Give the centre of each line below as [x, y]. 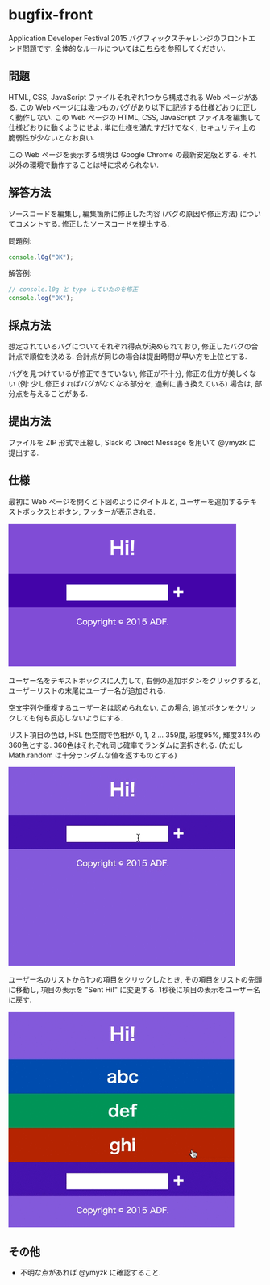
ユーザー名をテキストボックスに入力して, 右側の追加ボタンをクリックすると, [135, 680]
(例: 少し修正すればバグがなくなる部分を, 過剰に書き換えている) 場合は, [135, 384]
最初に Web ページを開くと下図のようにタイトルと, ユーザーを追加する [126, 501]
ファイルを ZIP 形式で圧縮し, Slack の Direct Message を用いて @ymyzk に [132, 442]
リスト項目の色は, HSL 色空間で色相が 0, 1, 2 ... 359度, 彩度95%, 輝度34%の [134, 735]
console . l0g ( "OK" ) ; [41, 257]
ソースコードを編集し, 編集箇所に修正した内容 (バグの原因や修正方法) [123, 213]
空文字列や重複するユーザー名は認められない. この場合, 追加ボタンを [122, 707]
